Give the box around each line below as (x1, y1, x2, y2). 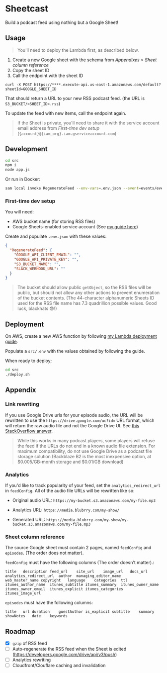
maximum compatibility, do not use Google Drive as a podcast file (17, 448, 153, 454)
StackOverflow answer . (5, 428, 53, 434)
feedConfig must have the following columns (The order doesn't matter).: (5, 560, 155, 566)
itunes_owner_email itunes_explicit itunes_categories (5, 586, 123, 592)
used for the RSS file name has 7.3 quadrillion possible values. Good (17, 300, 157, 306)
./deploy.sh (5, 372, 30, 377)
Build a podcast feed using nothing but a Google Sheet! (5, 19, 118, 25)
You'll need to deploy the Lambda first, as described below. (17, 47, 139, 53)
